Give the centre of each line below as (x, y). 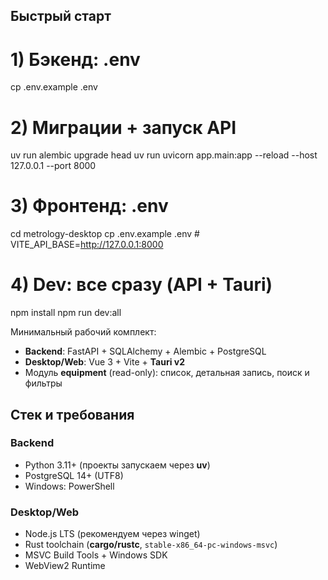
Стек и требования (72, 414)
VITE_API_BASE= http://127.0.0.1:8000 (87, 245)
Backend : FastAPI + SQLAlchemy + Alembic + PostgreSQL (145, 351)
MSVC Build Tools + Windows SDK (96, 555)
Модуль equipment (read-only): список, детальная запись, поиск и (167, 373)
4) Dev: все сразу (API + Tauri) (141, 285)
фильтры (43, 383)
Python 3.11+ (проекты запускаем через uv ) (117, 465)
